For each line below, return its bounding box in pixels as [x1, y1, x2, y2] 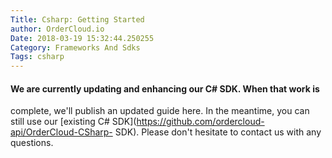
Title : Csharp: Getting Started [10, 14, 145, 25]
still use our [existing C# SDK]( [10, 116, 137, 128]
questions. [10, 137, 54, 149]
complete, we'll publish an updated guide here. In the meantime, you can [10, 105, 310, 117]
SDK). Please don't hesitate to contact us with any [114, 126, 322, 138]
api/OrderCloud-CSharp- [10, 126, 113, 138]
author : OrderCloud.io [10, 24, 105, 34]
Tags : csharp [10, 52, 65, 62]
